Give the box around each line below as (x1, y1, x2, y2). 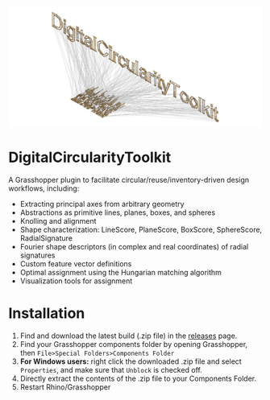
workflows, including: (8, 184, 80, 193)
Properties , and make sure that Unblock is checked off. (19, 365, 203, 374)
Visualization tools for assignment (19, 276, 133, 286)
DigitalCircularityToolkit (8, 148, 172, 167)
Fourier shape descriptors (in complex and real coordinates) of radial (19, 241, 249, 251)
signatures (19, 250, 56, 260)
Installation (8, 304, 85, 322)
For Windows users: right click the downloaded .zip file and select (19, 357, 242, 366)
